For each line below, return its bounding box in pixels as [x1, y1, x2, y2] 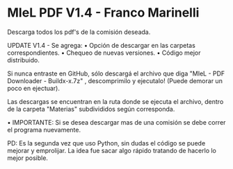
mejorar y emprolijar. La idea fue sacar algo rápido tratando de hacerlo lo [7, 146, 217, 154]
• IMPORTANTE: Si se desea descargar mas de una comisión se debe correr [7, 118, 226, 126]
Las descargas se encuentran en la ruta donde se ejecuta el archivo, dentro [7, 97, 224, 105]
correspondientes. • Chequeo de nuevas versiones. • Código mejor [7, 48, 201, 57]
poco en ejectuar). [7, 84, 61, 92]
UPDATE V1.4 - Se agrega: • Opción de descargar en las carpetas [7, 41, 196, 49]
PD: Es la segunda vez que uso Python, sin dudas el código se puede [7, 139, 206, 147]
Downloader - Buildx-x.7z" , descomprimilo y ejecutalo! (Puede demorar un [7, 76, 223, 84]
